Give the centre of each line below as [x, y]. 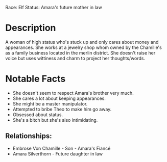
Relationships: [29, 136]
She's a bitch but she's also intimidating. [55, 120]
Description [31, 28]
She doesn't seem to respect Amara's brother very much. [73, 93]
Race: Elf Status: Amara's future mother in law [54, 7]
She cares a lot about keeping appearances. [59, 98]
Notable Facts [35, 79]
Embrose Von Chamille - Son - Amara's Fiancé [62, 148]
